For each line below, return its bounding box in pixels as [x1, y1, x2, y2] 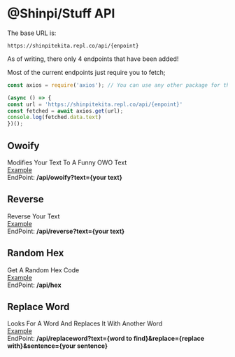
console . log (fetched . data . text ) [7, 114, 101, 121]
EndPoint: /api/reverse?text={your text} [7, 227, 125, 235]
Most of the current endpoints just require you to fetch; [7, 68, 166, 76]
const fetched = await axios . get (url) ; [7, 107, 124, 114]
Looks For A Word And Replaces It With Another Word [7, 319, 163, 328]
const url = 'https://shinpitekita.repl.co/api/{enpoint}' [7, 101, 183, 108]
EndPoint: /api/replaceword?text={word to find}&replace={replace [7, 335, 205, 343]
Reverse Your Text [7, 212, 60, 220]
